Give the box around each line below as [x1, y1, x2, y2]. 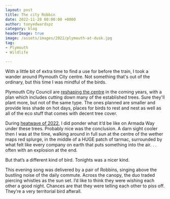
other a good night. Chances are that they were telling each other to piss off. [5, 183, 165, 189]
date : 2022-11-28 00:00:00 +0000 [5, 17, 76, 22]
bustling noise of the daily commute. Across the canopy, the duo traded [5, 172, 155, 178]
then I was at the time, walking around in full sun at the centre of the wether [5, 131, 163, 137]
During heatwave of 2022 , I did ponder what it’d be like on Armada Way [5, 120, 155, 126]
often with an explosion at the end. [5, 147, 78, 153]
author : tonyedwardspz [5, 21, 53, 27]
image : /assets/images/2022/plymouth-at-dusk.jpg [5, 36, 113, 41]
